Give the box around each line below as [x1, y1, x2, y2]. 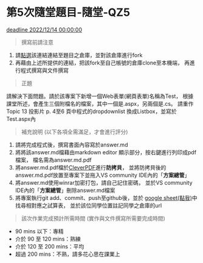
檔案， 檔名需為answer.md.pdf [15, 156, 92, 163]
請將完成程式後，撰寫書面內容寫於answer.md [15, 141, 128, 148]
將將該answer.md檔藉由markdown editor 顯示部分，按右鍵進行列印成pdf [15, 148, 196, 155]
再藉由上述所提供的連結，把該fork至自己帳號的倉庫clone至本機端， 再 [15, 59, 190, 66]
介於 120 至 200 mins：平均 [15, 242, 84, 250]
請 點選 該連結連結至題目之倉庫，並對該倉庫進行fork [15, 51, 143, 58]
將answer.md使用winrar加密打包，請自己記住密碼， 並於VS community [15, 179, 193, 186]
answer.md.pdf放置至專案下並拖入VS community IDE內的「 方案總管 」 [15, 171, 190, 179]
